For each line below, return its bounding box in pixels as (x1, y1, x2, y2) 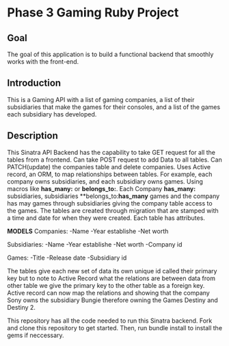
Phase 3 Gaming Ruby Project (7, 5, 179, 21)
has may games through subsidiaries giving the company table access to (7, 199, 213, 207)
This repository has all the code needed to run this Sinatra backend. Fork (7, 317, 213, 325)
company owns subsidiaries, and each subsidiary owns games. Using (7, 177, 204, 186)
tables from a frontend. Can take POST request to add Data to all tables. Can (7, 156, 222, 164)
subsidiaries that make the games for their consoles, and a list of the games (7, 103, 221, 111)
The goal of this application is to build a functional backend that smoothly (7, 50, 214, 58)
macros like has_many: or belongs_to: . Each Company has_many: (7, 184, 196, 193)
